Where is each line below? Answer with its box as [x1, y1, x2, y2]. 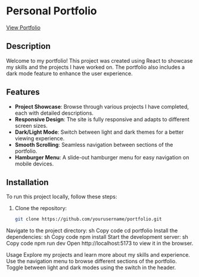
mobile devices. [14, 160, 54, 167]
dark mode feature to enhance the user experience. [6, 70, 133, 77]
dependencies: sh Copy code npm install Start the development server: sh [6, 233, 189, 241]
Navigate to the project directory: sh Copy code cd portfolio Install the [6, 227, 178, 234]
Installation [6, 177, 49, 187]
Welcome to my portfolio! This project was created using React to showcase [6, 57, 193, 64]
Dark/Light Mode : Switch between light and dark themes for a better [14, 128, 184, 136]
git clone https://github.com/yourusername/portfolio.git [14, 216, 162, 222]
